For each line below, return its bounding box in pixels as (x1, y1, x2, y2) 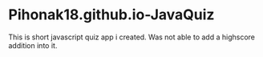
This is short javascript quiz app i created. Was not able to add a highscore (8, 32, 255, 42)
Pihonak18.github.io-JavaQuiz (8, 6, 215, 24)
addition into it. (8, 40, 58, 50)
